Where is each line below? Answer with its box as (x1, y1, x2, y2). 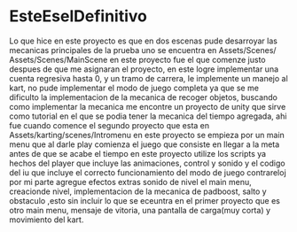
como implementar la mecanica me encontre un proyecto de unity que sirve (9, 101, 286, 112)
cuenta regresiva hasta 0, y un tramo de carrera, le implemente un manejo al (9, 73, 288, 83)
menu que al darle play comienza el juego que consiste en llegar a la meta (9, 139, 280, 150)
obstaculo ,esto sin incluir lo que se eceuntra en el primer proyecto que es (9, 195, 281, 205)
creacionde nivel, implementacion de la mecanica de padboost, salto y (9, 186, 268, 197)
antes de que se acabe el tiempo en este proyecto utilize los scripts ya (9, 148, 267, 159)
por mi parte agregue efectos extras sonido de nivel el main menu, (9, 176, 253, 187)
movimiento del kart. (9, 214, 84, 225)
